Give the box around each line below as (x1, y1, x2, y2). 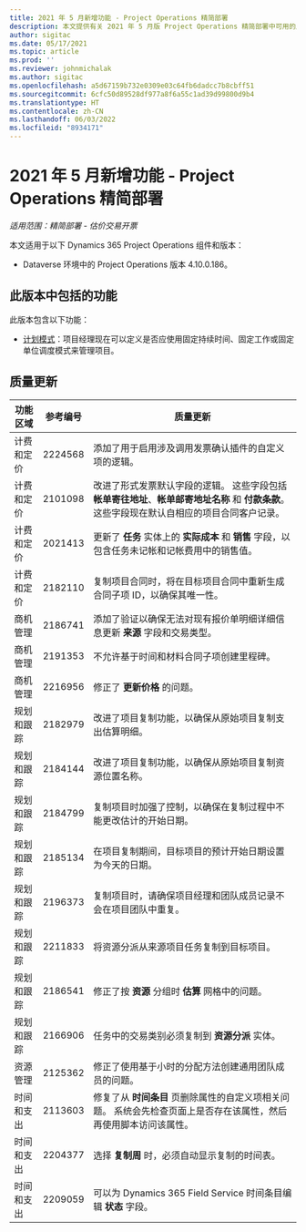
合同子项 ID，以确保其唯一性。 (93, 589, 224, 601)
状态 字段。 (104, 1200, 153, 1213)
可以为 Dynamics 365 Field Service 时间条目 (93, 1186, 283, 1199)
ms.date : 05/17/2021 (9, 38, 88, 48)
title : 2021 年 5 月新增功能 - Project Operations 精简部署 (9, 13, 229, 23)
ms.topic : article (9, 47, 79, 56)
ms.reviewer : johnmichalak (9, 65, 112, 74)
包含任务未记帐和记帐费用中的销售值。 (93, 544, 258, 557)
